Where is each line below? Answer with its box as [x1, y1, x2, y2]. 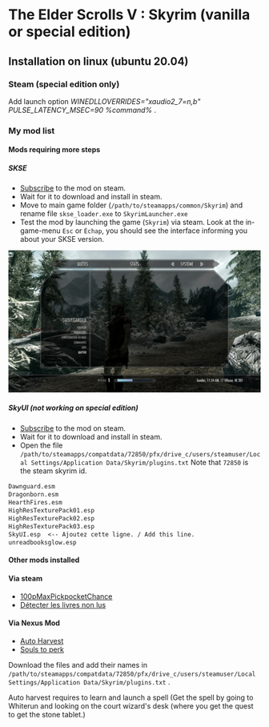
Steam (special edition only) [8, 78, 120, 90]
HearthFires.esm [8, 498, 62, 506]
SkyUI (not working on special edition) [8, 403, 139, 413]
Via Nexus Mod [8, 618, 60, 628]
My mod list [8, 125, 55, 136]
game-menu [19, 226, 62, 235]
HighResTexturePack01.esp [8, 506, 94, 514]
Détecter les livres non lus [19, 600, 106, 609]
